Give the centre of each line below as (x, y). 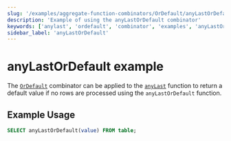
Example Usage (41, 115)
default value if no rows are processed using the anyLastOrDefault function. (114, 93)
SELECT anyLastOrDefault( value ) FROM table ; (72, 131)
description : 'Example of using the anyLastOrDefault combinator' (104, 20)
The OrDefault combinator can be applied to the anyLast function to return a (115, 86)
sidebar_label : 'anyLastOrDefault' (58, 33)
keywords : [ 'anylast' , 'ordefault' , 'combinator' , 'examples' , (100, 26)
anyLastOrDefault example (85, 67)
